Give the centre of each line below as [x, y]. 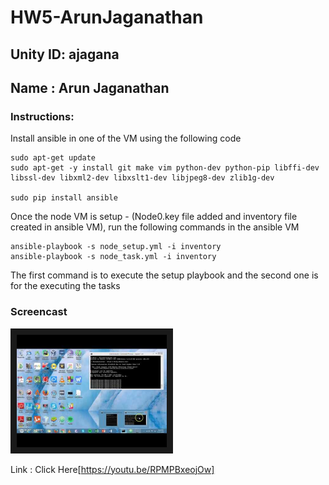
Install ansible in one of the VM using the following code [126, 138]
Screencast [39, 312]
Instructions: [42, 116]
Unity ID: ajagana [65, 54]
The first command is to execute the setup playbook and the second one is [164, 275]
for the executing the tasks [65, 286]
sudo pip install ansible [64, 198]
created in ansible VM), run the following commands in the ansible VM [155, 227]
